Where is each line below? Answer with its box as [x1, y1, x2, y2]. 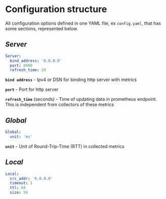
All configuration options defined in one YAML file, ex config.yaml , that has [5, 20, 161, 26]
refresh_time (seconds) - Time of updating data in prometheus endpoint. [5, 96, 157, 102]
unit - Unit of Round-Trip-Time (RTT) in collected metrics [5, 143, 125, 149]
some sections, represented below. [5, 25, 78, 31]
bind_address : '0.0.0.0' [10, 58, 62, 63]
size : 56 [10, 190, 28, 195]
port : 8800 [10, 63, 33, 68]
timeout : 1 [10, 180, 33, 186]
